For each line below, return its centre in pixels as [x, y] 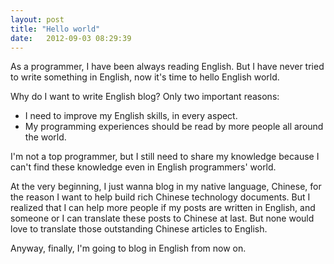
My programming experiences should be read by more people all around [174, 127]
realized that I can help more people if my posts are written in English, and [163, 208]
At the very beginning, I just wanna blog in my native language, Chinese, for [166, 187]
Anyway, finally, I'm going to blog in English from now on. [128, 248]
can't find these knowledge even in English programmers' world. [143, 167]
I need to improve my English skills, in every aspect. [131, 116]
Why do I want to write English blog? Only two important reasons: [145, 97]
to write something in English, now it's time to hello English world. [145, 77]
